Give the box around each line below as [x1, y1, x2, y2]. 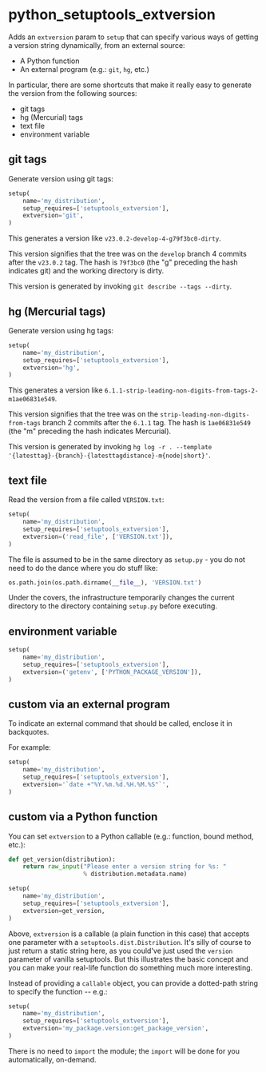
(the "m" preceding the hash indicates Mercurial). [8, 426, 172, 436]
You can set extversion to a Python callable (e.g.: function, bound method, [8, 831, 254, 841]
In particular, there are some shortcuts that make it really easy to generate [8, 80, 252, 90]
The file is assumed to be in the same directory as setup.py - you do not [8, 554, 246, 564]
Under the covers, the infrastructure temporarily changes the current [8, 593, 235, 603]
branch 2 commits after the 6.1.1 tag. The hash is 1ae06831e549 [42, 418, 252, 428]
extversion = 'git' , [22, 212, 84, 220]
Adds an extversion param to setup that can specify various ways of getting [8, 32, 259, 42]
